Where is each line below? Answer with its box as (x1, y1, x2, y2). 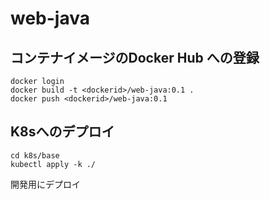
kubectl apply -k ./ (10, 159, 97, 169)
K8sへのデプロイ (10, 123, 115, 141)
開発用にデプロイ (10, 178, 81, 190)
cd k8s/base (10, 150, 60, 161)
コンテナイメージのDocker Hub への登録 (10, 49, 260, 66)
